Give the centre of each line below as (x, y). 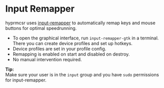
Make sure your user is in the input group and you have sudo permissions (82, 74)
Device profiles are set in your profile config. (59, 49)
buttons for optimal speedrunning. (41, 28)
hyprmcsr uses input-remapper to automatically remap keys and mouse (80, 23)
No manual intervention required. (47, 59)
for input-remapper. (26, 80)
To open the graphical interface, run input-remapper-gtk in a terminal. (86, 38)
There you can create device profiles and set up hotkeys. (73, 43)
